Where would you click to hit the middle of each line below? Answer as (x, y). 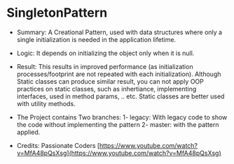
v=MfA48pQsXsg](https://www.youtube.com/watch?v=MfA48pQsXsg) (119, 153)
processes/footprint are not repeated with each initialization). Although (119, 74)
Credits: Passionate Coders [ (58, 145)
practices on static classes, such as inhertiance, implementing (106, 89)
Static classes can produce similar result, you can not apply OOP (110, 81)
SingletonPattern (57, 13)
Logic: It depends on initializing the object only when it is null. (105, 53)
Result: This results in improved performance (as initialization (105, 66)
